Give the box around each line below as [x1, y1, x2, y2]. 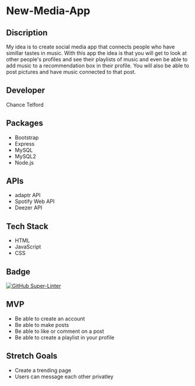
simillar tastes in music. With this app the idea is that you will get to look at [6, 50, 187, 57]
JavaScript [14, 243, 41, 250]
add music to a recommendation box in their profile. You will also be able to [6, 62, 189, 69]
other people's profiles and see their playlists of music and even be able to [6, 56, 188, 63]
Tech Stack [6, 221, 48, 231]
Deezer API [14, 204, 43, 211]
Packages [6, 118, 43, 128]
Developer [6, 86, 45, 96]
